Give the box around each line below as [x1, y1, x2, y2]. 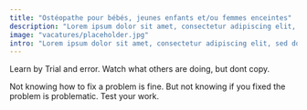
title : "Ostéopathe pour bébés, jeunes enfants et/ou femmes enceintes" [9, 13, 292, 23]
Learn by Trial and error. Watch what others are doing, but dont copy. [9, 64, 270, 75]
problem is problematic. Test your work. [9, 91, 160, 102]
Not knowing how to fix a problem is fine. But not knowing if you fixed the [9, 81, 286, 92]
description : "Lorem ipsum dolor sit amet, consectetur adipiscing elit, [9, 22, 297, 31]
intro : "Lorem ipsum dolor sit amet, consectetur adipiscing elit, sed [9, 38, 288, 48]
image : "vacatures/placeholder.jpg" [9, 30, 149, 39]
